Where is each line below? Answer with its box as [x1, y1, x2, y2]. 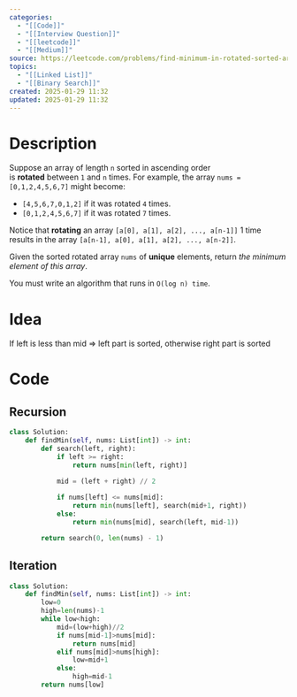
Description [9, 134, 97, 153]
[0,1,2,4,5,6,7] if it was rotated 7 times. [21, 208, 171, 218]
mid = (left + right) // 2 [56, 477, 156, 486]
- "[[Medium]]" [17, 46, 73, 55]
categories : [9, 12, 53, 22]
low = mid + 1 [72, 655, 109, 664]
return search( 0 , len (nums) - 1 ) [41, 533, 164, 542]
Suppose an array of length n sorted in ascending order [9, 163, 211, 173]
